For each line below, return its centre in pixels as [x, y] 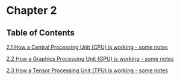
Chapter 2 [32, 11]
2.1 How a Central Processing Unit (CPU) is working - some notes [87, 47]
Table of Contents [41, 33]
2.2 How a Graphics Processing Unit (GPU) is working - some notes [90, 59]
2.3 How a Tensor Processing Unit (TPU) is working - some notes [87, 70]
